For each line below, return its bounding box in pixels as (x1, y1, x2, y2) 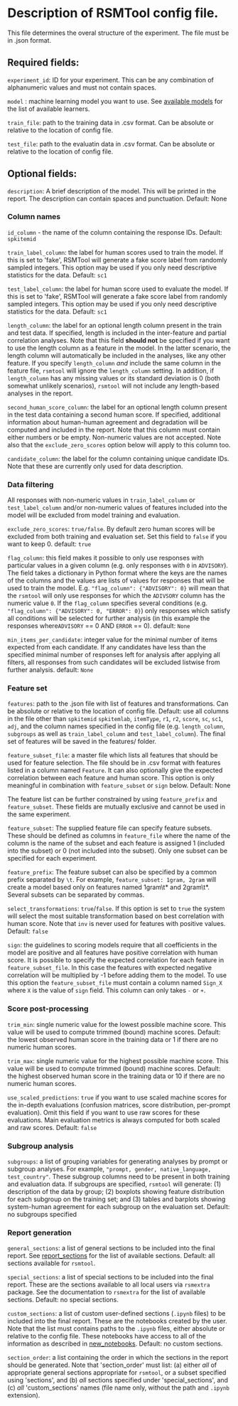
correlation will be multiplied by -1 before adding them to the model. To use (7, 971, 227, 979)
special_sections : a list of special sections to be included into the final (7, 1273, 215, 1282)
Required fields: (7, 57, 80, 69)
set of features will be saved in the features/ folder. (7, 737, 157, 746)
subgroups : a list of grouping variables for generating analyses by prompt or (7, 1157, 229, 1166)
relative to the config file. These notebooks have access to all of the (7, 1332, 206, 1341)
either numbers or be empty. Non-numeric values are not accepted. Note (7, 432, 222, 442)
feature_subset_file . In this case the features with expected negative (7, 964, 212, 972)
